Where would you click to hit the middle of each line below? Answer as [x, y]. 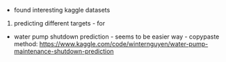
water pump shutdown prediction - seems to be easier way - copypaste [116, 37]
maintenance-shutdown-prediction [64, 51]
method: [26, 44]
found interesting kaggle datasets [62, 10]
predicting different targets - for [59, 23]
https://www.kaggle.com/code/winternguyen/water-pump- [124, 44]
